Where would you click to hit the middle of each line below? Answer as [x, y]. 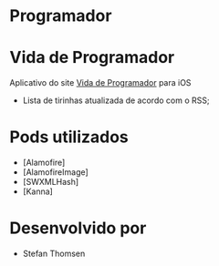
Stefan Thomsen [54, 253]
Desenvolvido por [78, 228]
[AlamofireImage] [55, 172]
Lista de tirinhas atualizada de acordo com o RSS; [116, 100]
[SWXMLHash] [51, 182]
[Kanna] [37, 191]
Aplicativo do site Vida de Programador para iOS [100, 83]
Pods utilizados [69, 137]
